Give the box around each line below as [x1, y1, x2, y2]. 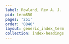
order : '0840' [5, 21, 35, 27]
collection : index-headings [5, 31, 64, 36]
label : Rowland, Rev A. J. [5, 7, 62, 13]
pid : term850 [5, 12, 33, 17]
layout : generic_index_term [5, 26, 64, 31]
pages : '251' [5, 17, 33, 22]
